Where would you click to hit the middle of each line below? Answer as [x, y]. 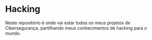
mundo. [13, 33]
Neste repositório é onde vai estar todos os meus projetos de [68, 23]
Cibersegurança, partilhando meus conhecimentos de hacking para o [76, 28]
